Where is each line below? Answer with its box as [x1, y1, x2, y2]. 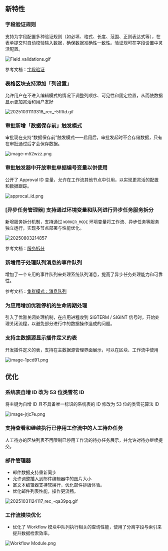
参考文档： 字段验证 [5, 66, 45, 72]
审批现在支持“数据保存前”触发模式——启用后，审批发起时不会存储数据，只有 [5, 134, 162, 140]
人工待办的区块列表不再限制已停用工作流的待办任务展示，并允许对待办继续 [5, 437, 158, 443]
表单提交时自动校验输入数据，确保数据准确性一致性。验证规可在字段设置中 [5, 40, 158, 46]
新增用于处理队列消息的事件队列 [5, 259, 82, 266]
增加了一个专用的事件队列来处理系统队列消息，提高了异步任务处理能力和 [5, 271, 154, 277]
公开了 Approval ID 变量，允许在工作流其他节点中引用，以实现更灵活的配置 [5, 176, 159, 182]
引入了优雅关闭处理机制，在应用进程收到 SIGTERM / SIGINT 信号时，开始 [5, 314, 155, 320]
